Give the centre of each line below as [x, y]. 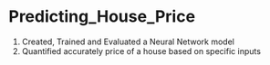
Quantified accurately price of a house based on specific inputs [141, 51]
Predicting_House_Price [102, 17]
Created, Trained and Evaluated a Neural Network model [128, 42]
